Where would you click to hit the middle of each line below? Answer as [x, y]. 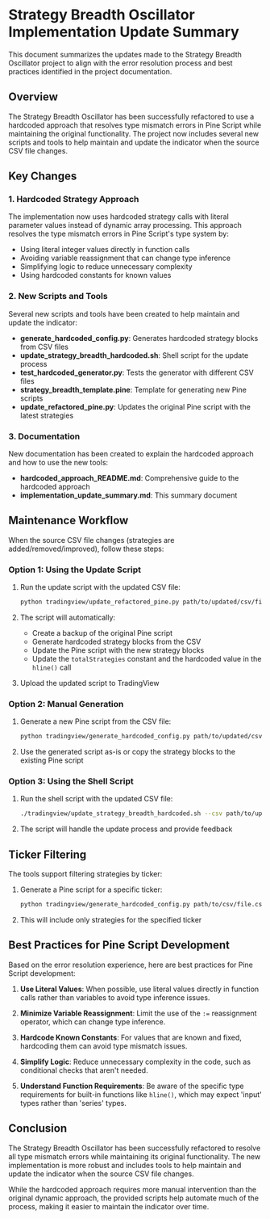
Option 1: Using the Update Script [75, 570]
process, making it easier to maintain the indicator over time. [109, 1206]
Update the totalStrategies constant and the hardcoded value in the [147, 659]
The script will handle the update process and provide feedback [126, 829]
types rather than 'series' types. [73, 1103]
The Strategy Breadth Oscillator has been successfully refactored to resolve [135, 1148]
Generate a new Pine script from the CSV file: [96, 721]
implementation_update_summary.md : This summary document [129, 495]
